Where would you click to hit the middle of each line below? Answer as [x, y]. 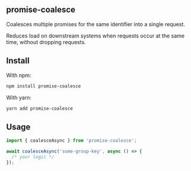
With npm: [19, 75]
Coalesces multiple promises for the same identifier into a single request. [96, 24]
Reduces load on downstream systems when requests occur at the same [95, 36]
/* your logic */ [33, 157]
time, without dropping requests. [46, 42]
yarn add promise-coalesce [40, 108]
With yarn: [19, 97]
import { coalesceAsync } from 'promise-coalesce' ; [71, 141]
